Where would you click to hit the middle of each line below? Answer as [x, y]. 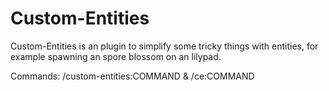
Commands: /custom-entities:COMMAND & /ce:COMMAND [132, 76]
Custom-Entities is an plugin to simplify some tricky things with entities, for [164, 46]
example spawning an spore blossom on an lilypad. [116, 56]
